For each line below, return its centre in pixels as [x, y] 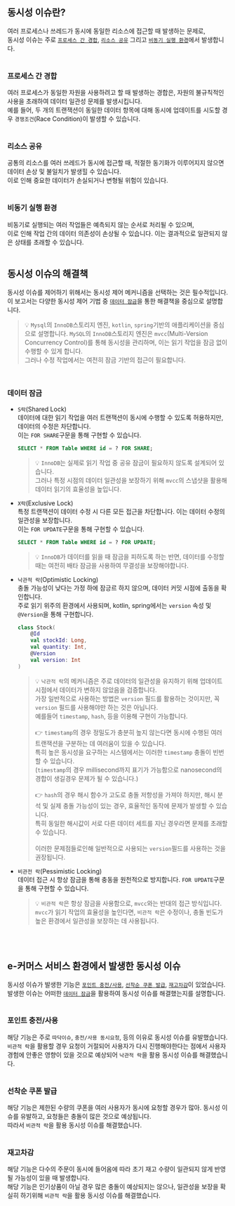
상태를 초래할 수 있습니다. [49, 242]
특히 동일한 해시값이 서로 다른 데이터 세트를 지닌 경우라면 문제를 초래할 [131, 823]
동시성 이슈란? [36, 13]
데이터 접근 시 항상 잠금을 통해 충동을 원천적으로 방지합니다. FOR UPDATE [115, 879]
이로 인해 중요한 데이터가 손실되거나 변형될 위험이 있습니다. [88, 181]
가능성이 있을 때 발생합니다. [52, 1178]
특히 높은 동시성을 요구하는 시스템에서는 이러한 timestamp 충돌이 [123, 752]
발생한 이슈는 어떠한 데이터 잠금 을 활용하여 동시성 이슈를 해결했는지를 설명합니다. [116, 993]
